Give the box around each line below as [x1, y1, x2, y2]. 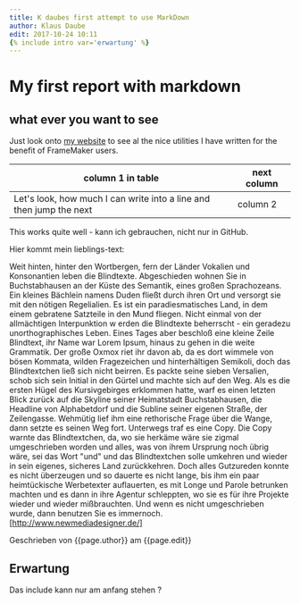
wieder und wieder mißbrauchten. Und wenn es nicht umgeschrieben [9, 499, 265, 509]
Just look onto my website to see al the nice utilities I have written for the [9, 136, 278, 147]
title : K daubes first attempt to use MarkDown [9, 13, 190, 22]
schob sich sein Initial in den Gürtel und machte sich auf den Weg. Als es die [9, 375, 290, 386]
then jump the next [13, 204, 93, 216]
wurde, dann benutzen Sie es [9, 508, 118, 519]
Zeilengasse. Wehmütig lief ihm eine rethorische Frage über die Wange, [9, 413, 272, 424]
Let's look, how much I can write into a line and [13, 193, 211, 206]
